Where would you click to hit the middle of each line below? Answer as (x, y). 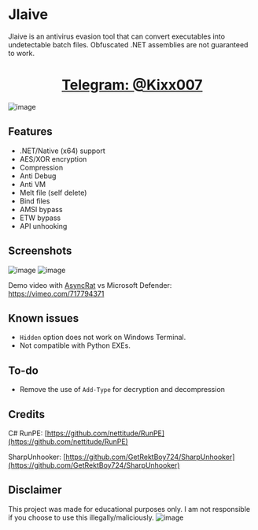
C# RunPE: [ (28, 433)
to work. (22, 53)
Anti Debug (38, 176)
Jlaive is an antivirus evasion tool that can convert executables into (117, 36)
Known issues (44, 318)
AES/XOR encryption (53, 159)
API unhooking (43, 226)
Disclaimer (35, 490)
